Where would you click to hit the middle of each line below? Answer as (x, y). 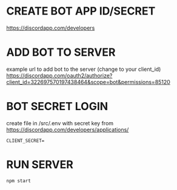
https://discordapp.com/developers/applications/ (68, 129)
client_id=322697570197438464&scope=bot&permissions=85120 (88, 82)
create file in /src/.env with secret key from (60, 123)
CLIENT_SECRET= (25, 140)
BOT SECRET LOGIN (57, 106)
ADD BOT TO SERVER (61, 52)
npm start (19, 181)
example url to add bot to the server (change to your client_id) (84, 69)
